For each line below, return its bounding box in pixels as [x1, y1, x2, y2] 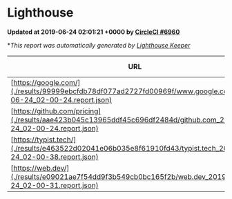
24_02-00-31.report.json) [10, 180, 99, 190]
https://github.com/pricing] [13, 106, 101, 115]
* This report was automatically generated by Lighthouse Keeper [7, 41, 191, 49]
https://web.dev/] [13, 163, 70, 173]
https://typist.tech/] [13, 135, 77, 144]
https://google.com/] [13, 77, 81, 87]
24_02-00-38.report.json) [10, 152, 99, 162]
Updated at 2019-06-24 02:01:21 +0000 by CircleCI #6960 [7, 28, 180, 36]
